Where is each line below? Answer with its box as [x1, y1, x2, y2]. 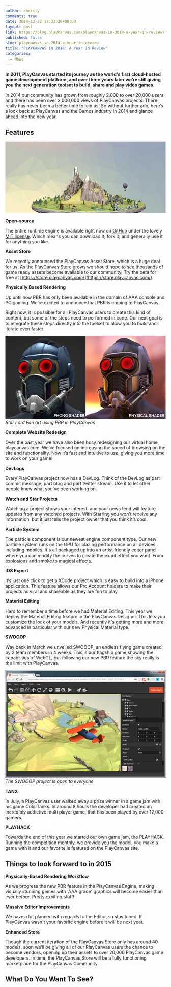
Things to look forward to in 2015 [5, 860, 112, 868]
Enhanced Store [5, 928, 40, 935]
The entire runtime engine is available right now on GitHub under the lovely [5, 227, 162, 234]
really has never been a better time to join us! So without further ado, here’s [5, 102, 164, 109]
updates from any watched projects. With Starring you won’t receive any [5, 511, 157, 517]
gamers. [5, 815, 23, 821]
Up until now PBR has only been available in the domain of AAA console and [5, 294, 165, 300]
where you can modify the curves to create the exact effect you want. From [5, 552, 164, 558]
